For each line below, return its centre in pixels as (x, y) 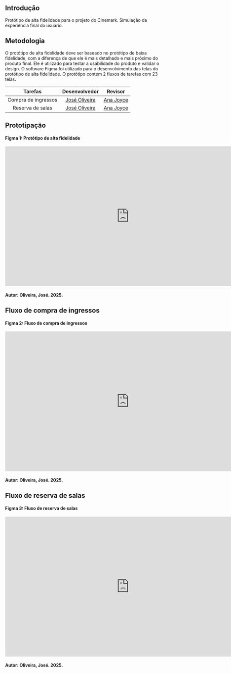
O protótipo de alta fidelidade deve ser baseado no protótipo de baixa (76, 53)
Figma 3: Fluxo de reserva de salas (41, 508)
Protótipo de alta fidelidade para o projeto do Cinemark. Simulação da (76, 20)
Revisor (116, 91)
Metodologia (25, 41)
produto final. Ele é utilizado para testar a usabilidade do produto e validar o (82, 63)
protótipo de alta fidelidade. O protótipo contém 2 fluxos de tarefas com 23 (81, 74)
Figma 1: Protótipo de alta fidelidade (43, 138)
